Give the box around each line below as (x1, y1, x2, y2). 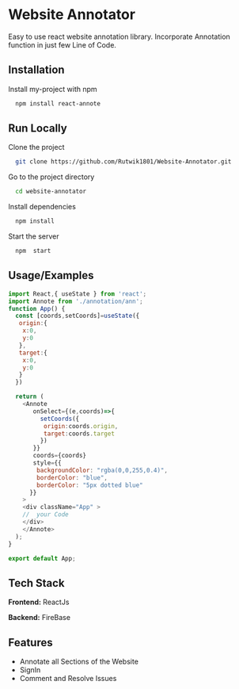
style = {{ (32, 459, 62, 467)
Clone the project (8, 143, 65, 152)
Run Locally (8, 121, 67, 136)
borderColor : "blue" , (36, 473, 108, 481)
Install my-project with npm (8, 84, 97, 94)
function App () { (8, 304, 66, 312)
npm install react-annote (15, 99, 101, 108)
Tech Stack (8, 576, 65, 590)
